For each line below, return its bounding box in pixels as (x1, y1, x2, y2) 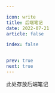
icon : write (6, 14, 36, 20)
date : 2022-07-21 (6, 25, 50, 31)
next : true (6, 64, 33, 70)
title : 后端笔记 (6, 19, 43, 26)
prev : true (6, 58, 33, 64)
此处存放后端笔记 (6, 80, 48, 88)
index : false (6, 41, 39, 48)
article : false (6, 31, 44, 37)
